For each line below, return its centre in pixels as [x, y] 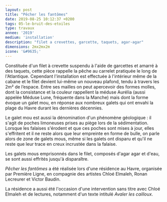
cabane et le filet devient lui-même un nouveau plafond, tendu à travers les [82, 81]
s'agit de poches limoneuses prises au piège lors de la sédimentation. [77, 123]
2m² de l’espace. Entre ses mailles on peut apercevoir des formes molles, [81, 87]
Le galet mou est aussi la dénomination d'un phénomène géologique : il [79, 117]
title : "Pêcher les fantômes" [37, 14]
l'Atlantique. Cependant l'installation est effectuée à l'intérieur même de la [81, 76]
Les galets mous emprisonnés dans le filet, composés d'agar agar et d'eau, [83, 153]
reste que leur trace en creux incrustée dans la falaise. [61, 144]
